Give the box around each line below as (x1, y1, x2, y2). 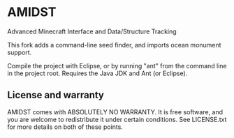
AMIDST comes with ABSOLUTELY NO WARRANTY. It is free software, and (7, 107, 224, 116)
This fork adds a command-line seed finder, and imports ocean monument (7, 40, 221, 49)
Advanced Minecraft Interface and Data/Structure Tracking (7, 27, 177, 36)
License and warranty (7, 89, 105, 101)
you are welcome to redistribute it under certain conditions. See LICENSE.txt (7, 115, 227, 123)
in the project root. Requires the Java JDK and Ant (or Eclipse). (7, 69, 188, 77)
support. (7, 48, 32, 56)
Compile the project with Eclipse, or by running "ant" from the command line (7, 61, 227, 70)
